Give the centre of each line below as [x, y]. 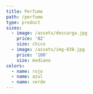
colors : [15, 66]
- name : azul [27, 76]
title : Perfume [25, 11]
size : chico [31, 44]
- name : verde [28, 82]
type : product [23, 22]
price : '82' [31, 39]
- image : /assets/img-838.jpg [48, 50]
